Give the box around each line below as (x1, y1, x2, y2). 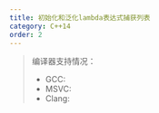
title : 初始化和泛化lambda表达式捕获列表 (9, 13, 151, 23)
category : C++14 (9, 22, 71, 31)
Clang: (45, 93, 70, 104)
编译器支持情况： (31, 56, 96, 67)
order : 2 (9, 30, 43, 39)
